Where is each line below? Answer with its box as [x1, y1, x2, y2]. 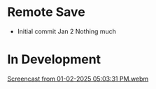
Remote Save [7, 4, 85, 20]
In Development [7, 51, 101, 67]
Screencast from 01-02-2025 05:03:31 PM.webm [7, 74, 149, 83]
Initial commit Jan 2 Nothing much [17, 27, 117, 35]
